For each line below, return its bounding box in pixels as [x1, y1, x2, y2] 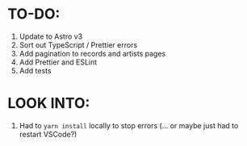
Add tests [19, 65, 52, 75]
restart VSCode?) [19, 129, 77, 139]
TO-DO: [7, 5, 61, 23]
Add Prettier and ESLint [19, 57, 98, 67]
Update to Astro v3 [19, 31, 83, 41]
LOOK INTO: [7, 94, 90, 113]
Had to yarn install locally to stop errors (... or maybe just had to [19, 120, 239, 130]
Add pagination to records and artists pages [19, 48, 166, 58]
